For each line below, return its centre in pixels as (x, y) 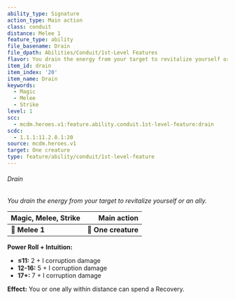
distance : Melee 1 (34, 33)
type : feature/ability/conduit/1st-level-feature (81, 157)
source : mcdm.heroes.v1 (42, 144)
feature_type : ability (40, 40)
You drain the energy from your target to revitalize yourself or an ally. (107, 201)
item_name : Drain (33, 79)
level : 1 (20, 111)
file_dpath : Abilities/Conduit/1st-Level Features (83, 53)
